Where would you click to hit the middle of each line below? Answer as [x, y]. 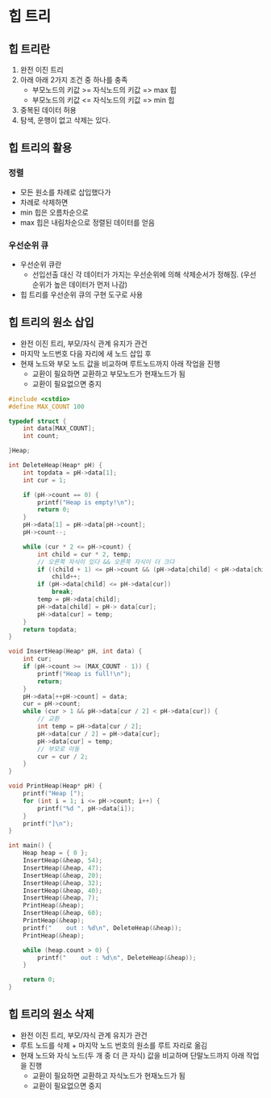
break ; [63, 592]
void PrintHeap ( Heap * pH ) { [56, 786]
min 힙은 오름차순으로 [54, 212]
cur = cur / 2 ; [63, 756]
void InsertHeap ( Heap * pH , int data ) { [75, 651]
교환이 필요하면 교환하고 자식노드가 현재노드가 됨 [108, 1075]
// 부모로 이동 [58, 749]
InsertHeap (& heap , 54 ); [63, 861]
